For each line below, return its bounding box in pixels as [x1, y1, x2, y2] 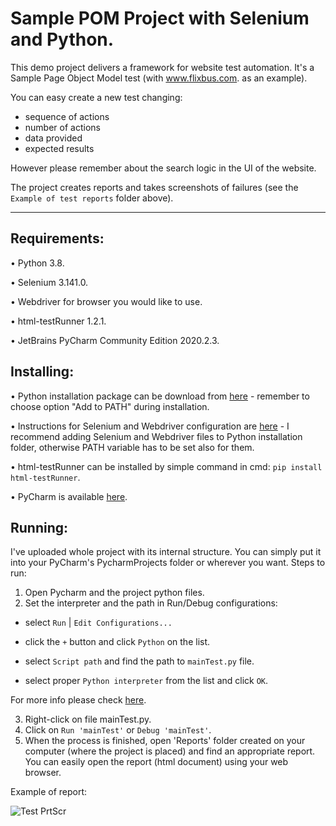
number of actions [24, 121, 101, 133]
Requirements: [10, 230, 105, 247]
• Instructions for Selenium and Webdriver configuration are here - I [10, 420, 290, 432]
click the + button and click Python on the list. [24, 636, 211, 648]
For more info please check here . [10, 694, 147, 706]
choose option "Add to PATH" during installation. [10, 400, 210, 412]
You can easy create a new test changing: [10, 91, 183, 103]
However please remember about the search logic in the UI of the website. [10, 162, 317, 174]
